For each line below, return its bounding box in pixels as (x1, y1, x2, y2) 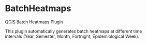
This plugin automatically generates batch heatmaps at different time (5, 28, 142, 34)
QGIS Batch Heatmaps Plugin (5, 19, 63, 25)
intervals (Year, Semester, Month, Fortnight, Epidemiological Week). (5, 33, 140, 39)
